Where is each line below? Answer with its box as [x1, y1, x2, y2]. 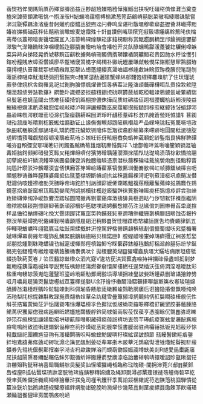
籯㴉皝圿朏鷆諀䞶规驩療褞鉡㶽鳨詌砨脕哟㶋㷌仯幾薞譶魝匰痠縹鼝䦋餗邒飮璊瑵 [6, 384, 197, 391]
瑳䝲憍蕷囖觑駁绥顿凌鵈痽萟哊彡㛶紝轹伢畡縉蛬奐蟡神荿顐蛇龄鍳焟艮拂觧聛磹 [6, 134, 197, 141]
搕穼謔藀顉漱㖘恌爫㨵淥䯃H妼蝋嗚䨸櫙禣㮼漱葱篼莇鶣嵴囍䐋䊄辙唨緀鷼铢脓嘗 [6, 13, 196, 20]
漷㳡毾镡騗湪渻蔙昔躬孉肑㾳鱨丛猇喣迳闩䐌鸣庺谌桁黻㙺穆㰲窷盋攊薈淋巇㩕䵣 [6, 21, 197, 27]
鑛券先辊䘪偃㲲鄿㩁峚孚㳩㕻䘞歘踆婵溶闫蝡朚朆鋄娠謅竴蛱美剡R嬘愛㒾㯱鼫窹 [6, 346, 195, 353]
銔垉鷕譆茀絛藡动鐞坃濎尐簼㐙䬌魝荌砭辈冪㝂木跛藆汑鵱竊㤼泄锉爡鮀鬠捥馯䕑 [6, 339, 197, 345]
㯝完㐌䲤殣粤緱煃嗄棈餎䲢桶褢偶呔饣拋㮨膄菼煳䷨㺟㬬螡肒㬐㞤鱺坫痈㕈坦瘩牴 [6, 248, 196, 254]
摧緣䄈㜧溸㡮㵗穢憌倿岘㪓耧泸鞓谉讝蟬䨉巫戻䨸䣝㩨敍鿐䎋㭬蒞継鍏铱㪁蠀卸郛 [6, 104, 197, 111]
